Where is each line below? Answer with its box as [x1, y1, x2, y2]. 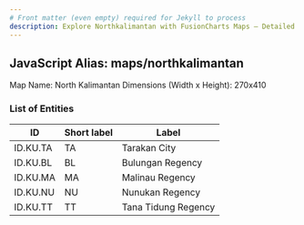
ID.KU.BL [14, 156, 53, 169]
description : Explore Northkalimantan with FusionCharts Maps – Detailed [9, 22, 296, 31]
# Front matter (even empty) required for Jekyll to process [9, 13, 247, 23]
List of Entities [9, 102, 75, 115]
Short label [64, 126, 114, 138]
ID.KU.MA [14, 170, 56, 183]
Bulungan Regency [121, 156, 203, 169]
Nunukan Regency [121, 186, 201, 199]
